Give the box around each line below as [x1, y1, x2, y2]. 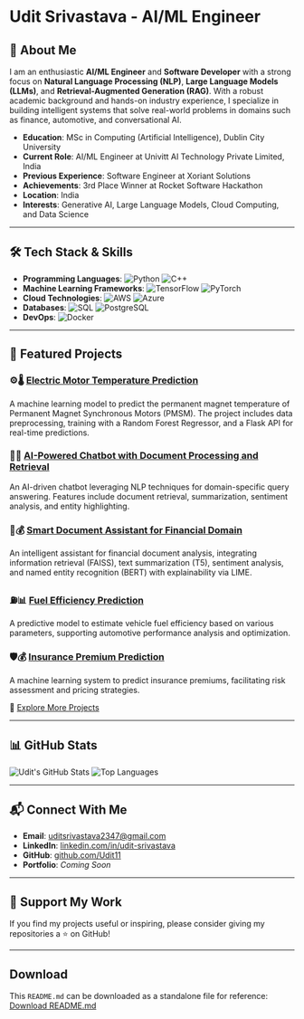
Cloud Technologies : [22, 292, 102, 303]
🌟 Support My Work [9, 894, 122, 909]
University [22, 142, 62, 152]
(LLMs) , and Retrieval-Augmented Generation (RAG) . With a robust [9, 86, 264, 96]
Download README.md [9, 1000, 97, 1011]
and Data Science [22, 209, 89, 219]
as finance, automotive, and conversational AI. [9, 115, 183, 125]
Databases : [22, 301, 67, 313]
